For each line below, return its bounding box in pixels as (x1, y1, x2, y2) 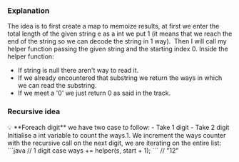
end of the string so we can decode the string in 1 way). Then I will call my (7, 37, 227, 46)
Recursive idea (7, 106, 61, 116)
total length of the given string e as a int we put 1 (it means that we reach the (7, 29, 233, 38)
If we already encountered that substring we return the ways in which (17, 74, 223, 82)
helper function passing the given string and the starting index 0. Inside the (7, 45, 228, 54)
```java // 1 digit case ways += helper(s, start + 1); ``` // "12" (7, 146, 179, 155)
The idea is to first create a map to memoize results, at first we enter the (7, 22, 220, 31)
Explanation (7, 6, 50, 16)
